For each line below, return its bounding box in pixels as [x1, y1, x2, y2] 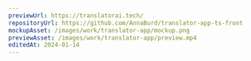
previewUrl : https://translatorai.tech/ [8, 11, 145, 20]
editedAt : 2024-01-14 [8, 41, 80, 49]
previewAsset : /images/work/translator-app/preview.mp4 [8, 33, 197, 42]
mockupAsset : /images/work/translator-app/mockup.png [8, 26, 191, 34]
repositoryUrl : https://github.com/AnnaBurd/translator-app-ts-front [8, 19, 244, 27]
